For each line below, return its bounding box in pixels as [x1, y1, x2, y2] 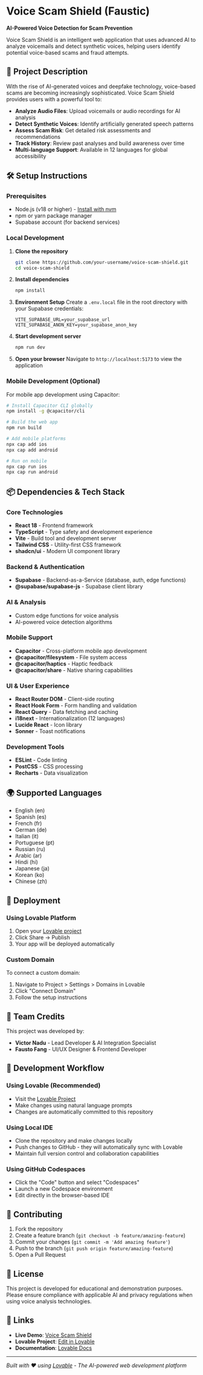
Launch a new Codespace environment [14, 1185, 113, 1192]
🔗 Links [6, 1315, 34, 1326]
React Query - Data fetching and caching [14, 708, 119, 716]
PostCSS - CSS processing [14, 763, 83, 770]
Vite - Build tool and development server [14, 534, 117, 542]
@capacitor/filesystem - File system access [14, 653, 127, 661]
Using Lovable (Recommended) [6, 1081, 101, 1090]
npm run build [6, 425, 42, 431]
